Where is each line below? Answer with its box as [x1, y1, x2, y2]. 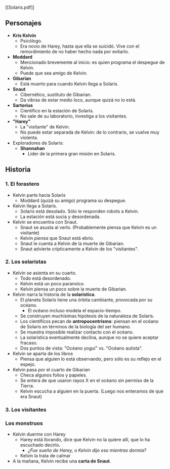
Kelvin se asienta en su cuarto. [12, 270, 77, 276]
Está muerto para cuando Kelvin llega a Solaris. [20, 80, 119, 87]
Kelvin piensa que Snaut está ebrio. [20, 235, 95, 241]
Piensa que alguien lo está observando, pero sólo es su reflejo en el [20, 356, 162, 362]
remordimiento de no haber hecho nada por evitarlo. [20, 48, 130, 55]
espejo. [20, 361, 36, 367]
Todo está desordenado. [20, 275, 72, 281]
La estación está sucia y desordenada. [20, 214, 101, 220]
